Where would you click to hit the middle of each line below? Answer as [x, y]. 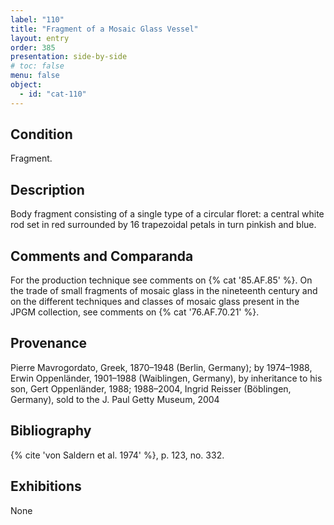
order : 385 [33, 47]
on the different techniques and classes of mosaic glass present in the [155, 302]
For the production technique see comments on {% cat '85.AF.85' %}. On [161, 280]
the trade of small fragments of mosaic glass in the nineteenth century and [164, 291]
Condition [41, 134]
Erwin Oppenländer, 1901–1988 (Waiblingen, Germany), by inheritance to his [166, 378]
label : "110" [37, 19]
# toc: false [37, 66]
